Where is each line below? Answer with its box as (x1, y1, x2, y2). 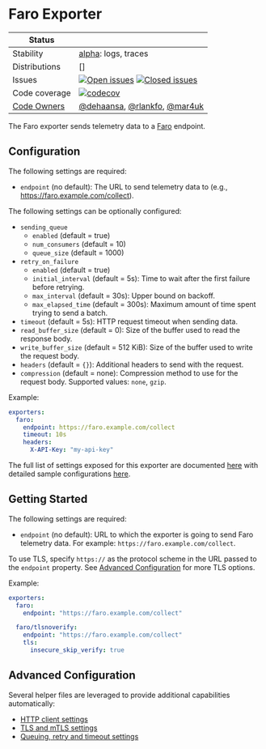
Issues (12, 74, 38, 85)
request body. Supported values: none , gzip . (19, 377, 167, 386)
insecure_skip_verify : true (29, 646, 125, 654)
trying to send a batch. (32, 308, 108, 317)
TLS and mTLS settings (19, 722, 98, 733)
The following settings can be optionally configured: (8, 206, 182, 215)
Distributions (12, 61, 61, 72)
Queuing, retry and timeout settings (19, 731, 139, 741)
